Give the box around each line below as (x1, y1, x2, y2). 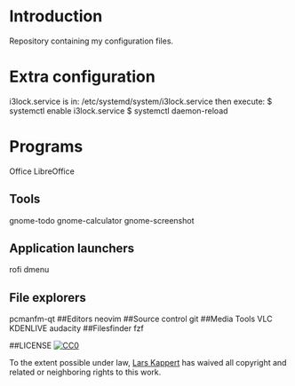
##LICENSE (9, 340, 52, 351)
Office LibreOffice (9, 166, 76, 177)
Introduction (9, 6, 103, 27)
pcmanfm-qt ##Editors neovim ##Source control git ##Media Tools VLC (9, 313, 273, 325)
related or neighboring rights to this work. (9, 366, 162, 378)
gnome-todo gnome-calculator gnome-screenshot (9, 215, 195, 225)
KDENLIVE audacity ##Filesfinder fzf (9, 323, 144, 334)
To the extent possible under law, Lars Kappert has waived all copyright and (9, 358, 287, 368)
